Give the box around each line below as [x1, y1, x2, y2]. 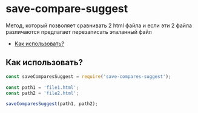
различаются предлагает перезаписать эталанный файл [5, 28, 152, 35]
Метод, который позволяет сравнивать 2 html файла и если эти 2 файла [5, 22, 192, 29]
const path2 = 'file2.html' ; [5, 90, 79, 96]
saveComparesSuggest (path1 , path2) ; [5, 101, 98, 107]
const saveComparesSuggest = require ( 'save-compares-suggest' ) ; [5, 73, 171, 80]
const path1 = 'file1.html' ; [5, 84, 79, 91]
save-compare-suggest [5, 2, 128, 16]
